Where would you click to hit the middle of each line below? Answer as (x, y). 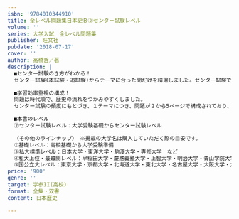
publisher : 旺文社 (33, 41)
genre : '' (22, 178)
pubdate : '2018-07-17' (41, 47)
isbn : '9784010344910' (41, 14)
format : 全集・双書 (33, 191)
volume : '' (23, 27)
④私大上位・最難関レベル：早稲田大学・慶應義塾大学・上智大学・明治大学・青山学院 (119, 158)
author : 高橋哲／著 (33, 60)
